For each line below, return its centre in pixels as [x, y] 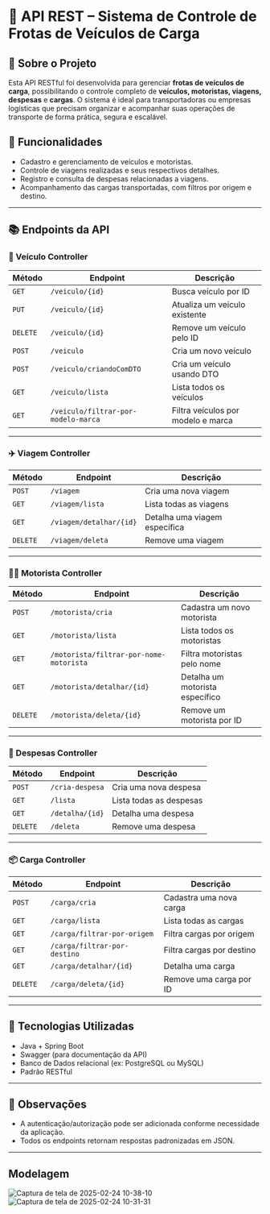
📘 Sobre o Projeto [53, 63]
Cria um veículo [201, 364]
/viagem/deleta [79, 540]
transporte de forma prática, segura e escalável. [88, 117]
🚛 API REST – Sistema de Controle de [133, 17]
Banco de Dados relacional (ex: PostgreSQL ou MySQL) [112, 1062]
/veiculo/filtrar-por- [94, 411]
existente [189, 314]
